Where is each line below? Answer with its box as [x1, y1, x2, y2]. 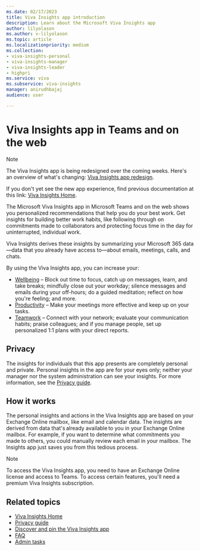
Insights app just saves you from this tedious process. [6, 443, 139, 451]
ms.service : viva [6, 75, 49, 81]
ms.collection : [6, 48, 44, 54]
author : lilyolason [6, 25, 55, 32]
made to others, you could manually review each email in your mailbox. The [6, 437, 192, 445]
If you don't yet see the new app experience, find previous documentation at [6, 185, 194, 192]
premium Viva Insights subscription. [6, 479, 94, 487]
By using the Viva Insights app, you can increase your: [6, 264, 140, 271]
